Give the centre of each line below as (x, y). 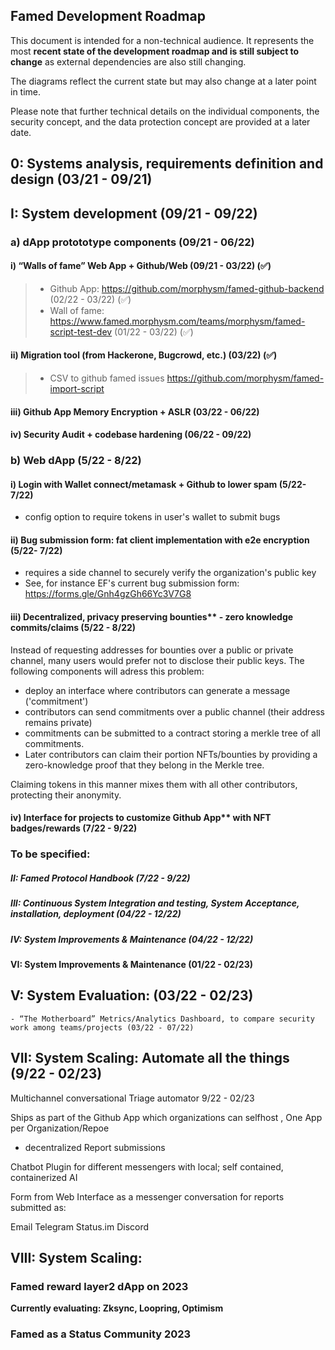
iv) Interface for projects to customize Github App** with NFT (141, 818)
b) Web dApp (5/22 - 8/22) (76, 461)
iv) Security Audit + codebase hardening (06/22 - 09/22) (131, 435)
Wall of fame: (77, 310)
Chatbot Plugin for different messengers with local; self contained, (147, 1166)
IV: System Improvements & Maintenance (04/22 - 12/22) (132, 939)
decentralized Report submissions (95, 1147)
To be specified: (50, 854)
